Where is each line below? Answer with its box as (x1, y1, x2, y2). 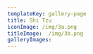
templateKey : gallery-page (7, 10, 87, 18)
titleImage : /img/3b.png (7, 29, 83, 37)
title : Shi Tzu (7, 17, 52, 24)
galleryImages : (7, 36, 52, 43)
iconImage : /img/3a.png (7, 23, 77, 30)
